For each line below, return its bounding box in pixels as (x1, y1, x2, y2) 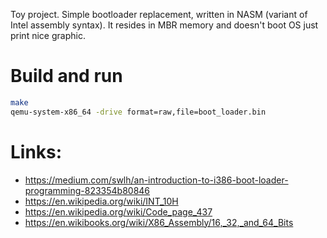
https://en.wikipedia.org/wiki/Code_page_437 (24, 205, 213, 218)
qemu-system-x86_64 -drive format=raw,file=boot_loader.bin (10, 107, 267, 117)
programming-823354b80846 (24, 184, 151, 196)
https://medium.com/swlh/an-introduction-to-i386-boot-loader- (24, 174, 289, 186)
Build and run (10, 65, 123, 88)
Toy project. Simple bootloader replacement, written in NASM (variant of (10, 9, 308, 20)
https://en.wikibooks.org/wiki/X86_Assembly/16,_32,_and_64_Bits (24, 216, 294, 228)
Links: (10, 140, 63, 163)
